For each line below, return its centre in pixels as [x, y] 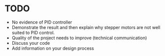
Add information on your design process [53, 48]
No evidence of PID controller [42, 22]
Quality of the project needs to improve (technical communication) [79, 38]
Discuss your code [31, 43]
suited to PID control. [33, 32]
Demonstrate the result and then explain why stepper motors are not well [86, 27]
